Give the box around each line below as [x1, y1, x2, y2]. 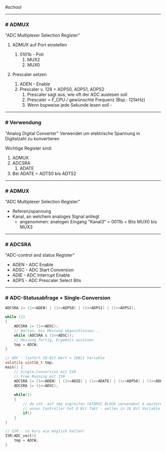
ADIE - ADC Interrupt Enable [12, 272, 70, 278]
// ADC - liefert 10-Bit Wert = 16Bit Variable [5, 356, 105, 361]
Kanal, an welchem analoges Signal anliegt [12, 213, 100, 219]
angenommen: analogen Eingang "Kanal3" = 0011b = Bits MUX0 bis [19, 218, 157, 224]
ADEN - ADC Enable [12, 262, 53, 268]
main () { [5, 365, 23, 370]
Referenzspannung [12, 208, 51, 214]
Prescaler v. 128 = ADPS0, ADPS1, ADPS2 [19, 86, 105, 92]
